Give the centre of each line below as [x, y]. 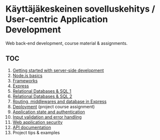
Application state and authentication [49, 112]
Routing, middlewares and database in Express [59, 101]
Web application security [37, 122]
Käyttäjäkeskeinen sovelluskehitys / [80, 9]
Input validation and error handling [47, 117]
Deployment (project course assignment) [54, 106]
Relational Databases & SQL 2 [42, 96]
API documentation [32, 127]
